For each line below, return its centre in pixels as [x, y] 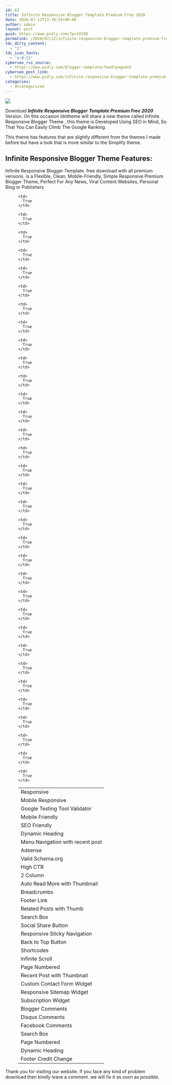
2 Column [33, 876]
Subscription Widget [45, 1000]
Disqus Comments [43, 1017]
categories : [18, 82]
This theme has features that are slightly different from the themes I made [83, 137]
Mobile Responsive [44, 800]
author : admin [20, 24]
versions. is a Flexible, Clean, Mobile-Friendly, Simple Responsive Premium [84, 176]
